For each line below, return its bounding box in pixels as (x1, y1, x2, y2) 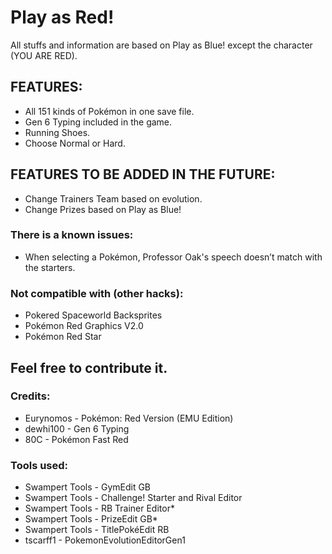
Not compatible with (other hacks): (10, 286, 184, 300)
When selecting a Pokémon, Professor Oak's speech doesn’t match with (24, 251, 323, 263)
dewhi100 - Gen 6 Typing (24, 422, 130, 435)
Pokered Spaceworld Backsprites (24, 309, 163, 321)
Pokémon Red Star (24, 331, 102, 343)
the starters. (24, 261, 76, 273)
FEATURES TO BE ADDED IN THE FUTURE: (10, 166, 276, 183)
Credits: (10, 389, 51, 403)
